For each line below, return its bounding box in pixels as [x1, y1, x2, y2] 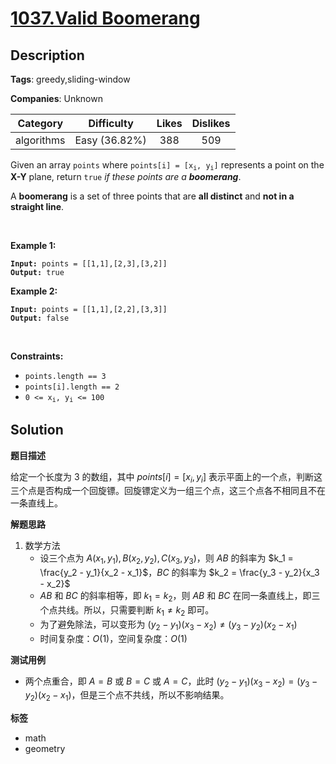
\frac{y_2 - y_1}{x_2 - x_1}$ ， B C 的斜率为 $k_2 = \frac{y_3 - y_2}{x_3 [39, 567, 320, 579]
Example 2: [10, 285, 58, 297]
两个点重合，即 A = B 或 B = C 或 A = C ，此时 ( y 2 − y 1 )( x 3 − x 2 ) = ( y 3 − [24, 675, 318, 689]
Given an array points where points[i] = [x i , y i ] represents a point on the [10, 159, 325, 172]
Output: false [10, 313, 70, 324]
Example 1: [10, 240, 57, 252]
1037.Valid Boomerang [10, 7, 201, 30]
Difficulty [88, 117, 134, 130]
